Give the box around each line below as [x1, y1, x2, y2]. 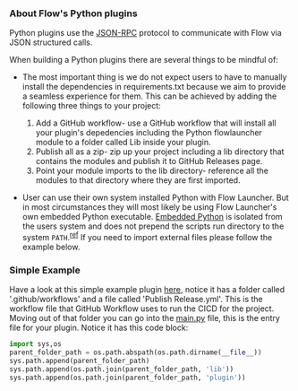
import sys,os [9, 340, 63, 349]
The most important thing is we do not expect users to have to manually [21, 72, 287, 83]
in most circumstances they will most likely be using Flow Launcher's [21, 202, 277, 213]
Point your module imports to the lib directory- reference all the [35, 165, 268, 177]
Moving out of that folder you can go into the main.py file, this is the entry [9, 313, 280, 324]
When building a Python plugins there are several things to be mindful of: [9, 55, 279, 65]
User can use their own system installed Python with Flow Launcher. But [21, 192, 289, 204]
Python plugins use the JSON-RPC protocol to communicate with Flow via [9, 28, 282, 39]
